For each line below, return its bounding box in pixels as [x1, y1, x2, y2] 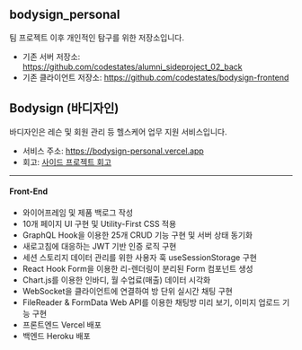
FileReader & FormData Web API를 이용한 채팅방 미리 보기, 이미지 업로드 [22, 296, 280, 308]
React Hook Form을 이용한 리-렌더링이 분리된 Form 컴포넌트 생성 [22, 263, 253, 274]
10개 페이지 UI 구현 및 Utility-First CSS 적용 [22, 218, 177, 229]
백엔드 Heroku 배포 [22, 330, 92, 341]
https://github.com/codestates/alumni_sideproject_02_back [22, 61, 243, 72]
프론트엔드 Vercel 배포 [22, 319, 102, 330]
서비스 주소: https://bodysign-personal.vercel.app [22, 145, 204, 156]
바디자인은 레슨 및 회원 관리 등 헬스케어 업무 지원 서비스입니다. [9, 126, 227, 137]
